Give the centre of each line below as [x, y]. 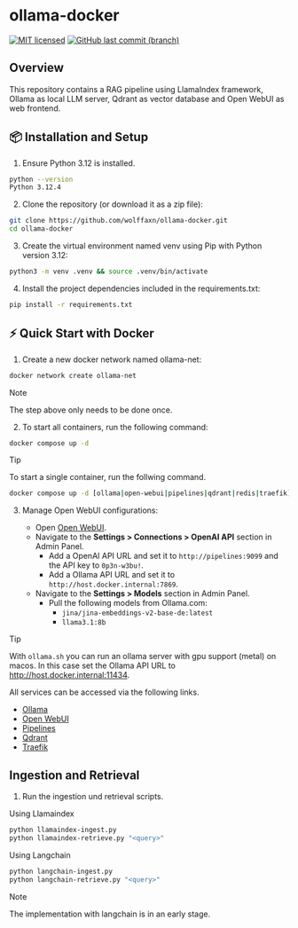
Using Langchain [40, 855]
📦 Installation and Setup [79, 137]
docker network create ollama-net [73, 375]
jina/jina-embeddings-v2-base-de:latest [137, 613]
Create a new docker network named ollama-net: [112, 359]
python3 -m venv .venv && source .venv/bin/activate [109, 271]
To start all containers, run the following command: [115, 427]
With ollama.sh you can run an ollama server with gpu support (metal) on [143, 657]
